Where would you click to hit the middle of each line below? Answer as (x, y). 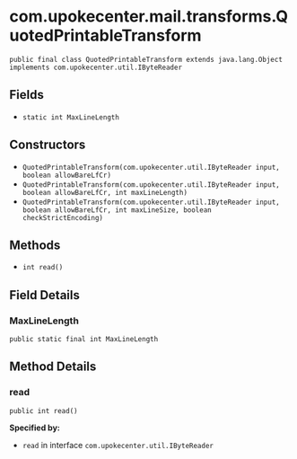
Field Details (45, 295)
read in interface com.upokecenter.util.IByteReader (118, 445)
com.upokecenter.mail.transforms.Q (149, 17)
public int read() (44, 410)
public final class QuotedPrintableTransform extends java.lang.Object (146, 59)
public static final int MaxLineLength (84, 340)
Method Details (53, 367)
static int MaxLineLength (70, 117)
